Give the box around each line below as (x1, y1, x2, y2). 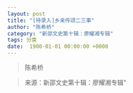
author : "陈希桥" (7, 23, 55, 30)
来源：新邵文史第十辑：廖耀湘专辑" (24, 78, 127, 87)
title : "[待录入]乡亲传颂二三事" (7, 17, 95, 24)
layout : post (7, 10, 46, 18)
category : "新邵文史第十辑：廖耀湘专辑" (7, 30, 114, 37)
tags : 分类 (7, 37, 37, 44)
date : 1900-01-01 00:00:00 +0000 (7, 43, 109, 50)
